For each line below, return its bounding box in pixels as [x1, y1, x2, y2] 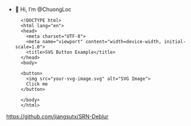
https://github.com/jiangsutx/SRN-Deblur [6, 113, 109, 120]
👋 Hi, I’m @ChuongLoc [15, 6, 71, 13]
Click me [26, 81, 48, 87]
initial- [164, 39, 186, 45]
